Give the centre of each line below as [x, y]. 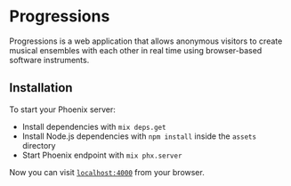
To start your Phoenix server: [62, 109]
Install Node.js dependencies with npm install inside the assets [139, 136]
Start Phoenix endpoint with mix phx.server [102, 155]
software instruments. [49, 60]
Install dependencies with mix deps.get [94, 126]
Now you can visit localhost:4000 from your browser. [107, 172]
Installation [41, 88]
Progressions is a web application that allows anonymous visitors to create [146, 41]
